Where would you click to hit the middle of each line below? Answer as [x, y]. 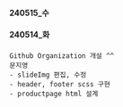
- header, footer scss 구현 [60, 84]
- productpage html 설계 [54, 94]
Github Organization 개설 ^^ [62, 56]
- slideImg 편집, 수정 [48, 75]
